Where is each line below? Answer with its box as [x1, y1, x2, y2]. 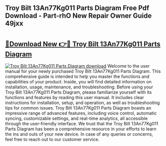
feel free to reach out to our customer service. [5, 137, 100, 142]
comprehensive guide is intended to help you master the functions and [5, 73, 150, 79]
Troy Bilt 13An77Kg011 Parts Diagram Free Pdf [5, 4, 150, 12]
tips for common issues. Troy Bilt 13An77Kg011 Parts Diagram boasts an [5, 105, 152, 110]
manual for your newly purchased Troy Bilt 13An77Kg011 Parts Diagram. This [5, 69, 161, 74]
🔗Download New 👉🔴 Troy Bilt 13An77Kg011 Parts [5, 39, 161, 48]
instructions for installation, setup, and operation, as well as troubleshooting [5, 100, 160, 106]
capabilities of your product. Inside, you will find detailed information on [5, 79, 152, 84]
